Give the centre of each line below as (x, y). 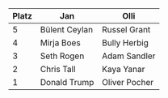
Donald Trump (67, 82)
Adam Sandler (129, 56)
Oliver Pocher (128, 82)
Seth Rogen (62, 56)
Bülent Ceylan (67, 30)
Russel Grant (126, 30)
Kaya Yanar (124, 69)
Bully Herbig (126, 43)
